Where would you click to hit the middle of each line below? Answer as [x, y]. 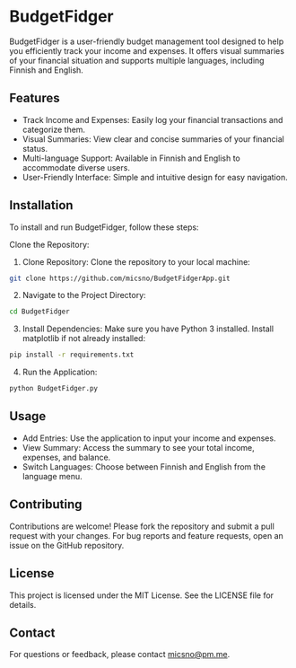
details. [23, 604]
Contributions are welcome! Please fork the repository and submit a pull [142, 526]
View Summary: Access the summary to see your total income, [139, 447]
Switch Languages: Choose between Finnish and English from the [144, 466]
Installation [41, 205]
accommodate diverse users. [76, 167]
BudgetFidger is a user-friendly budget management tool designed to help [147, 41]
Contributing [46, 505]
